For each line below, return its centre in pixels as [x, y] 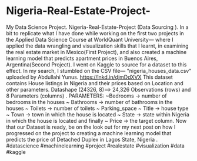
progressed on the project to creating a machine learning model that [89, 133]
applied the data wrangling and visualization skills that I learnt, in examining [98, 46]
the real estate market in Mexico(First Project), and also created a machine [96, 52]
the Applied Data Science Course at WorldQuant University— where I [90, 39]
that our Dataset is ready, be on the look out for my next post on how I [91, 127]
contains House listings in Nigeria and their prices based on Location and [95, 83]
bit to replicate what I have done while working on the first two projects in [95, 33]
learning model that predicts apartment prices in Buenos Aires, [82, 58]
